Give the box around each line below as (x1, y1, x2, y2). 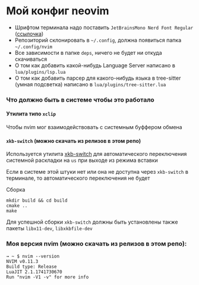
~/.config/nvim (14, 43, 53, 50)
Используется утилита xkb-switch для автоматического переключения (6, 151, 187, 158)
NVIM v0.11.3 (6, 258, 39, 264)
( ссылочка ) (14, 30, 44, 37)
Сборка (6, 186, 26, 193)
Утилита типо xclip (6, 110, 56, 117)
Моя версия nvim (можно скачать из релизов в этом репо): (6, 240, 187, 248)
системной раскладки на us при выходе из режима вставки (6, 156, 159, 164)
